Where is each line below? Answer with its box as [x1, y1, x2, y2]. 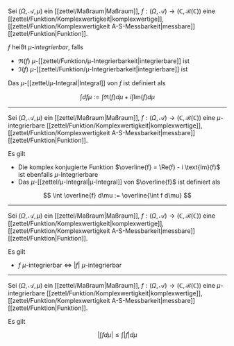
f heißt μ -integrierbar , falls [8, 43, 84, 51]
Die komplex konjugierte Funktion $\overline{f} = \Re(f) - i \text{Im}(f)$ [17, 163, 221, 171]
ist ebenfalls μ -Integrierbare [17, 171, 99, 178]
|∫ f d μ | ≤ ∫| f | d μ [97, 331, 137, 339]
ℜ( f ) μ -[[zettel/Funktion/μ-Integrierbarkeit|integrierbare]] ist [17, 57, 190, 65]
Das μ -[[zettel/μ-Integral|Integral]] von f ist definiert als [8, 79, 166, 87]
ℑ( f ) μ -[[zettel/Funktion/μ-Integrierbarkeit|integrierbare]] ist [17, 65, 188, 73]
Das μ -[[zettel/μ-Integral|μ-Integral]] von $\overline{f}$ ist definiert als [17, 178, 221, 186]
